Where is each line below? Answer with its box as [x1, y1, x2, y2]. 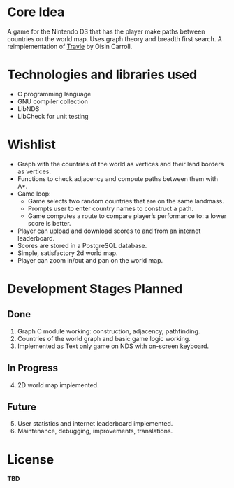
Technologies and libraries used [7, 67, 198, 82]
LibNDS [17, 104, 40, 113]
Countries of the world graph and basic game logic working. [17, 334, 191, 343]
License [7, 452, 54, 467]
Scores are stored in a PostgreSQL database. [17, 241, 147, 250]
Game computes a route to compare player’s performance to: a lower [27, 211, 227, 220]
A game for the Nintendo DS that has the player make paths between [7, 27, 205, 36]
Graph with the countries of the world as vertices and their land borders [17, 159, 224, 168]
